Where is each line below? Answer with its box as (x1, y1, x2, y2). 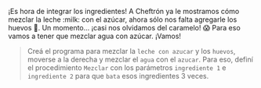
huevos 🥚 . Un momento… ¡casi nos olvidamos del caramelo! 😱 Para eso (8, 23, 241, 32)
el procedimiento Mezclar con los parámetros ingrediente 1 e (27, 63, 227, 72)
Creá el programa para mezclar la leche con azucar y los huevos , (27, 47, 236, 55)
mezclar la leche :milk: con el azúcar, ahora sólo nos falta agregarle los (8, 15, 237, 24)
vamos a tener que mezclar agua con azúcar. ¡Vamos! (8, 31, 182, 40)
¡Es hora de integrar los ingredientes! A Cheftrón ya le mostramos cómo (8, 7, 240, 16)
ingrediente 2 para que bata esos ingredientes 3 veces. (27, 72, 209, 80)
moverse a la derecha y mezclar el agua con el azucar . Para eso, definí (27, 55, 253, 64)
